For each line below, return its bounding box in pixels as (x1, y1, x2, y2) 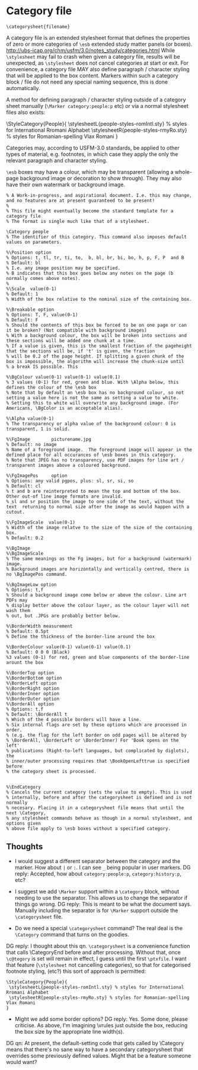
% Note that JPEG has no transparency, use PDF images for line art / (6, 457, 184, 463)
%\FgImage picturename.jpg (6, 436, 92, 442)
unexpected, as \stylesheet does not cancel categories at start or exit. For (6, 59, 189, 66)
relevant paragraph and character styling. (6, 157, 108, 164)
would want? (6, 1058, 37, 1065)
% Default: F (6, 317, 39, 323)
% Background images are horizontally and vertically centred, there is (6, 566, 190, 572)
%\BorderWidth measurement (6, 623, 73, 629)
